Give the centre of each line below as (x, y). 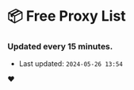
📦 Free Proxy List (67, 16)
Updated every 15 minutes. (60, 47)
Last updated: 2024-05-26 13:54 (71, 64)
